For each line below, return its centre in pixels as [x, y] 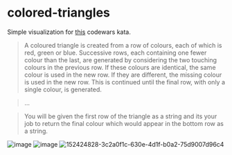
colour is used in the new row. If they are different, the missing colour [123, 75]
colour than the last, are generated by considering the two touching [120, 60]
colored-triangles [59, 13]
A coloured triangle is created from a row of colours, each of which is [123, 45]
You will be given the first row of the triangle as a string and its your [121, 116]
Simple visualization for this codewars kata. [69, 32]
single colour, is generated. [63, 89]
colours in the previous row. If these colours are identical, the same [120, 67]
